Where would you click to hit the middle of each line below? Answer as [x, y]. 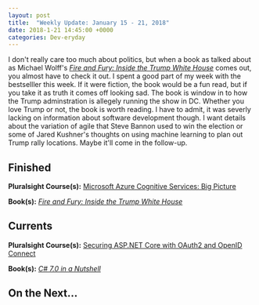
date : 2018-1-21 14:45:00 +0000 [61, 30]
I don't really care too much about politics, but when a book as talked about [130, 60]
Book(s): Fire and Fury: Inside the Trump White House [95, 202]
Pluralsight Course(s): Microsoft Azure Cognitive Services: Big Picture [122, 187]
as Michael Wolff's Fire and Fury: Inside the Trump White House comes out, [130, 68]
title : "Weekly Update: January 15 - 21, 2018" [89, 23]
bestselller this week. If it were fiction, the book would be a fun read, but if [128, 85]
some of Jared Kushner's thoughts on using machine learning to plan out [126, 135]
